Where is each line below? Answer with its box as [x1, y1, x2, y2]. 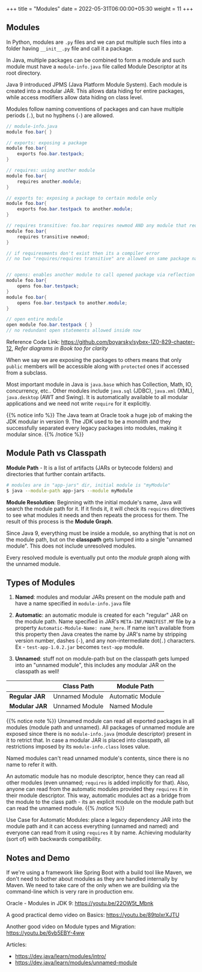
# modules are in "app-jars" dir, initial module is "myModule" [6, 482, 171, 488]
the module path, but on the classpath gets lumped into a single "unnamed [6, 536, 192, 543]
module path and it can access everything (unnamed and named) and [6, 823, 179, 830]
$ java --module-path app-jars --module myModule [6, 488, 133, 494]
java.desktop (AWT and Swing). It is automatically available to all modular [6, 394, 188, 401]
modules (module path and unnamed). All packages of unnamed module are [6, 724, 195, 731]
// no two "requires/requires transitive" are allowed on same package [6, 255, 189, 262]
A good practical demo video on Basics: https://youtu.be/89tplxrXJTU [6, 911, 180, 919]
